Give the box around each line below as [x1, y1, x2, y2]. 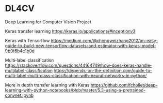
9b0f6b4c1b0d [5, 48, 35, 54]
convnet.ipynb [5, 92, 34, 98]
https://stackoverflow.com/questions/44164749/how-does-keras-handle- [5, 62, 152, 68]
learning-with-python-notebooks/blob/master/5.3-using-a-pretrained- [5, 87, 146, 93]
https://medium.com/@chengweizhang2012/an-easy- [50, 37, 158, 44]
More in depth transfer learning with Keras [5, 82, 90, 88]
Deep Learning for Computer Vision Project [5, 19, 91, 25]
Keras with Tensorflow [5, 37, 50, 44]
